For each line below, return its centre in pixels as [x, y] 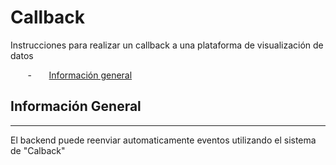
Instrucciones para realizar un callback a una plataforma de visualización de [167, 45]
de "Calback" [38, 150]
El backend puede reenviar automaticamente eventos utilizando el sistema [163, 140]
